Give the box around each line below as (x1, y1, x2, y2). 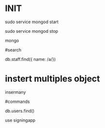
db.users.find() (5, 108, 35, 114)
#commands (5, 99, 30, 104)
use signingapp (5, 117, 36, 123)
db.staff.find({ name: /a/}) (5, 56, 56, 62)
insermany (5, 89, 26, 95)
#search (5, 47, 22, 53)
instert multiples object (5, 73, 100, 85)
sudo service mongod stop (5, 28, 59, 34)
